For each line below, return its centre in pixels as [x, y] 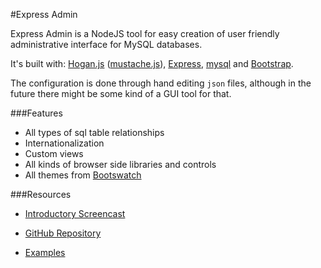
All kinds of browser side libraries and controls [120, 164]
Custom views [54, 153]
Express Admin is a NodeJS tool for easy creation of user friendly [145, 33]
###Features [36, 113]
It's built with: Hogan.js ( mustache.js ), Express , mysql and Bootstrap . [152, 63]
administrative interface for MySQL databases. [106, 44]
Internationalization [64, 143]
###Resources [41, 194]
